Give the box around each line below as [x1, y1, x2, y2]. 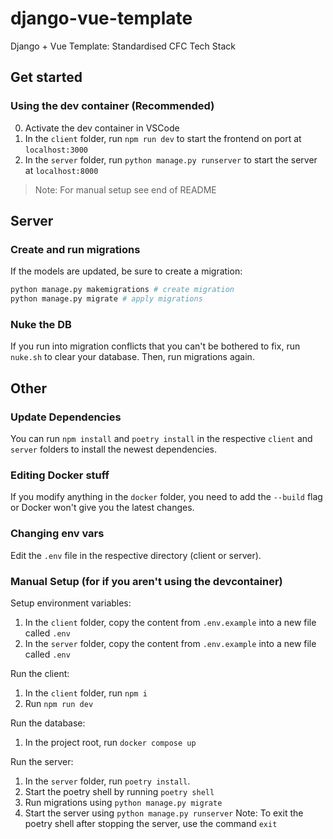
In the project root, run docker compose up [24, 736, 197, 748]
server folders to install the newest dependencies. [10, 443, 217, 456]
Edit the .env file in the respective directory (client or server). [10, 549, 262, 561]
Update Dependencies [10, 410, 122, 424]
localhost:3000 [24, 145, 89, 155]
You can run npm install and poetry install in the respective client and [10, 433, 313, 445]
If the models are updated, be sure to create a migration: [10, 265, 243, 277]
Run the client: [10, 667, 70, 679]
